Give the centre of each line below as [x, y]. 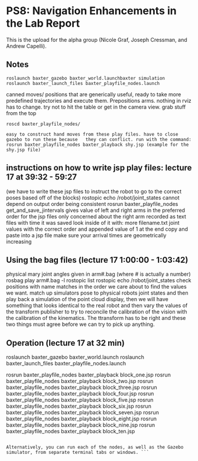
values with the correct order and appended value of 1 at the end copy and [97, 229]
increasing [19, 241]
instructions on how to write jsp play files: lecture [99, 168]
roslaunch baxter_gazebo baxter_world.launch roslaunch [75, 357]
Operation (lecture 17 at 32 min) [66, 343]
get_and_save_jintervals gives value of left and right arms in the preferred [95, 210]
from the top [21, 113]
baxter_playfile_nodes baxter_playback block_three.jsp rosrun [82, 387]
